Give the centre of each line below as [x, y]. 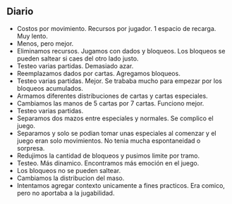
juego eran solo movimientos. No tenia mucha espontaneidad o [109, 141]
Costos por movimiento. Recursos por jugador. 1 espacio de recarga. [116, 28]
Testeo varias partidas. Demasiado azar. [75, 65]
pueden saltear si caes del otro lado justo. [78, 58]
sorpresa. [31, 148]
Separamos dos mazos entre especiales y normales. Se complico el [115, 118]
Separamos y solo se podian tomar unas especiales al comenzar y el [116, 133]
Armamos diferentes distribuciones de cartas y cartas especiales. [112, 96]
